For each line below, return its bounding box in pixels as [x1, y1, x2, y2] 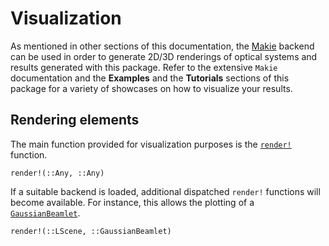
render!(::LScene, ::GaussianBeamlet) [10, 226, 172, 236]
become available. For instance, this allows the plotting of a [10, 196, 255, 208]
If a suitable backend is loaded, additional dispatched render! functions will [10, 185, 321, 197]
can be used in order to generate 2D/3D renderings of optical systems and [10, 50, 318, 62]
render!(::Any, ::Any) [10, 168, 105, 178]
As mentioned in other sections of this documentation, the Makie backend [10, 40, 315, 52]
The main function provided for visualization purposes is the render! [10, 138, 292, 150]
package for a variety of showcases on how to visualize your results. [10, 82, 293, 94]
